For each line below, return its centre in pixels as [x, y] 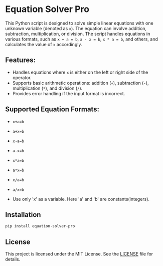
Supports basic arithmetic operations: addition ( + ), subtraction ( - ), [80, 83]
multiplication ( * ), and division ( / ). [47, 88]
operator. [22, 77]
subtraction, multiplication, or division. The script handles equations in [78, 34]
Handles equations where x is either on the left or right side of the [80, 72]
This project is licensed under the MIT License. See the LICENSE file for [79, 254]
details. [13, 259]
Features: [21, 60]
